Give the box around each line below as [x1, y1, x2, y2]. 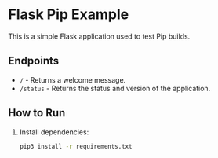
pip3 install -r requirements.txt [19, 142, 133, 150]
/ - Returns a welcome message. [19, 75, 126, 84]
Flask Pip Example [8, 6, 129, 24]
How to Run [8, 106, 66, 119]
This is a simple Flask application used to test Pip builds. [8, 31, 191, 41]
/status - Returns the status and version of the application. [19, 83, 211, 93]
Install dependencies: [19, 127, 89, 137]
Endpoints [8, 54, 60, 68]
